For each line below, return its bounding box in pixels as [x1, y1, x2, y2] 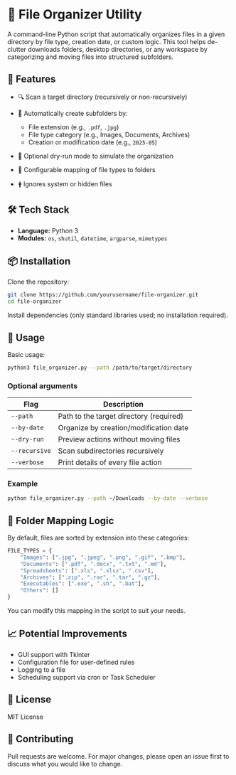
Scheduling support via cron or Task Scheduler [17, 673, 156, 681]
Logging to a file [17, 665, 66, 674]
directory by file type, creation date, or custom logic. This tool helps [7, 37, 206, 46]
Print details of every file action [58, 458, 162, 468]
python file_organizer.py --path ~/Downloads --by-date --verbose [7, 495, 208, 502]
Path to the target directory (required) [58, 412, 183, 422]
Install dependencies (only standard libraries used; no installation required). [7, 311, 229, 319]
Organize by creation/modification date [58, 423, 189, 433]
